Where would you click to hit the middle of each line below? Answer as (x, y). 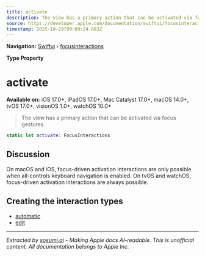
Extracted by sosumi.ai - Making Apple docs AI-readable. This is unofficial (100, 240)
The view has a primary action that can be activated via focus (99, 118)
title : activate (27, 12)
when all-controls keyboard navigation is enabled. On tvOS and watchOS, (99, 176)
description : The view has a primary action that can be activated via (99, 18)
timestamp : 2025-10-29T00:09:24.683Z (54, 29)
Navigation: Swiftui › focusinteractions (55, 46)
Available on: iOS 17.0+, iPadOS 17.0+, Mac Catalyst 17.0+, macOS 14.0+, (98, 100)
